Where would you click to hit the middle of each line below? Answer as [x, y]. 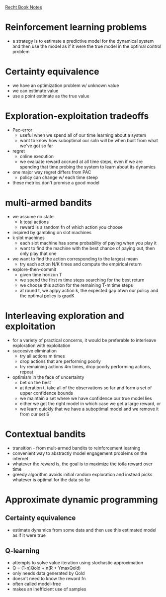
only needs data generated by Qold [48, 573]
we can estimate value [35, 90]
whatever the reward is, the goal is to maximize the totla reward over [82, 464]
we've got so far [36, 146]
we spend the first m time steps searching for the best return [82, 280]
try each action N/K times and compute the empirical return [81, 264]
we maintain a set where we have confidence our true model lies [86, 398]
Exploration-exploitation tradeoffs [77, 116]
